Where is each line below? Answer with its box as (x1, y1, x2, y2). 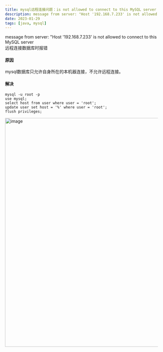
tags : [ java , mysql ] (5, 20, 47, 26)
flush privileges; (5, 109, 42, 114)
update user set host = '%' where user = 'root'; (5, 105, 108, 110)
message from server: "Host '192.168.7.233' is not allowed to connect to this (5, 34, 157, 40)
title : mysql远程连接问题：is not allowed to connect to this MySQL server (5, 7, 157, 12)
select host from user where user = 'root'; (5, 100, 97, 105)
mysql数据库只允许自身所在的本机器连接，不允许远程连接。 (5, 69, 124, 74)
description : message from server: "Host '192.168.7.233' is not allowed (5, 12, 158, 17)
